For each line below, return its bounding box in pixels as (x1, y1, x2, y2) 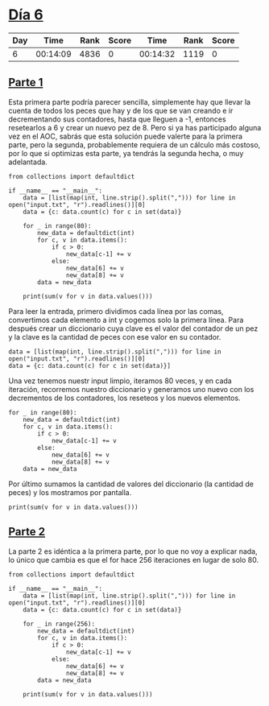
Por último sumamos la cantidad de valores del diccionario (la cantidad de (8, 479, 254, 489)
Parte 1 (8, 76, 43, 89)
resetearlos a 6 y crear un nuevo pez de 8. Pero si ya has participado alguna (8, 122, 262, 132)
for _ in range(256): (23, 620, 95, 628)
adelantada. (8, 157, 48, 167)
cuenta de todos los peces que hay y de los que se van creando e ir (8, 105, 234, 115)
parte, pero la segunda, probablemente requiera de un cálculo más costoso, (8, 139, 261, 150)
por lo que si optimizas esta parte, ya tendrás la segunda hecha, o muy (8, 148, 244, 158)
